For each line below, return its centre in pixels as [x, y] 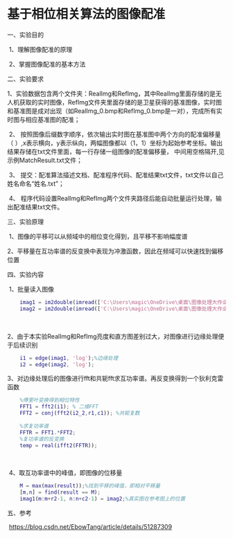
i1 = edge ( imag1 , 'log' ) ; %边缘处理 [69, 358]
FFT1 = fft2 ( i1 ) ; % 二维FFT [59, 407]
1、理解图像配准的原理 [41, 49]
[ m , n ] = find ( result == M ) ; [60, 492]
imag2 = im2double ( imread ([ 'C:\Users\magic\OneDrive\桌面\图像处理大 [119, 309]
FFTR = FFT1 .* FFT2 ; [48, 432]
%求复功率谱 [34, 426]
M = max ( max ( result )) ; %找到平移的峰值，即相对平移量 [90, 486]
